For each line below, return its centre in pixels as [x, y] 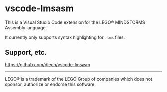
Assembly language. [26, 27]
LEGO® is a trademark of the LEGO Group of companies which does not [79, 79]
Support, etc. [26, 53]
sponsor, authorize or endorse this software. [50, 84]
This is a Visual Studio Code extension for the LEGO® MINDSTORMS [75, 22]
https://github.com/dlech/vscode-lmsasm [48, 64]
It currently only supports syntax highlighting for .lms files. [65, 37]
